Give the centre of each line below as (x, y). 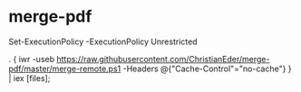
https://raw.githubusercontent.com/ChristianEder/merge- (163, 59)
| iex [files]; (29, 78)
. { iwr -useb (32, 59)
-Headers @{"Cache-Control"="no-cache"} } (207, 69)
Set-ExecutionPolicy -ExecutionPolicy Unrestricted (103, 41)
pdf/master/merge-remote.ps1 (65, 69)
